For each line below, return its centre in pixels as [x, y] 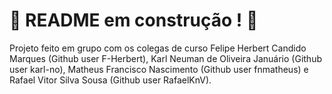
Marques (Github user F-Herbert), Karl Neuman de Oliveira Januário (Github [165, 58]
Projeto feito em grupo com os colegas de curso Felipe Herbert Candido [158, 48]
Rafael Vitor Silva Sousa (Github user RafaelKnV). [110, 80]
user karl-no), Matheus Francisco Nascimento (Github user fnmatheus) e [159, 69]
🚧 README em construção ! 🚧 [134, 20]
